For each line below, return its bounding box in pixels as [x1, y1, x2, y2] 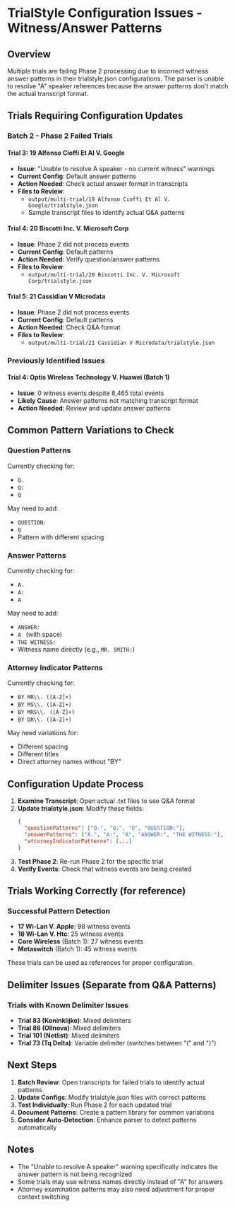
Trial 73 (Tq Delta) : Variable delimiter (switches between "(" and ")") [17, 1038, 217, 1047]
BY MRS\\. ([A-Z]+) [17, 709, 76, 716]
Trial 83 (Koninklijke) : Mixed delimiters [17, 1016, 132, 1024]
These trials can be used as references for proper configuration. [7, 958, 194, 967]
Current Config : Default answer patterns [17, 172, 136, 180]
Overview [7, 48, 52, 60]
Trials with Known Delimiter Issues [7, 1000, 129, 1010]
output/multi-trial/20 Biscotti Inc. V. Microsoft [28, 271, 181, 278]
